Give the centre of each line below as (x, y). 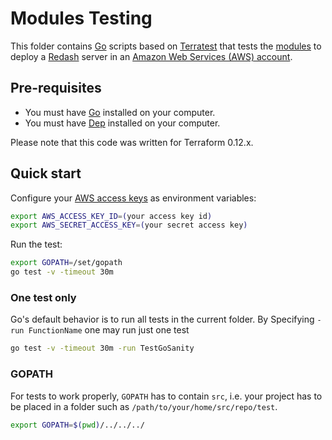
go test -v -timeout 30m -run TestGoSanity (102, 348)
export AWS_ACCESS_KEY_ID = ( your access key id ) (111, 216)
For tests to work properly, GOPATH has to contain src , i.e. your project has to (166, 396)
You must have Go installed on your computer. (120, 112)
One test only (43, 297)
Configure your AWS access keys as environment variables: (133, 198)
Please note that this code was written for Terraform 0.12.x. (132, 142)
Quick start (46, 173)
